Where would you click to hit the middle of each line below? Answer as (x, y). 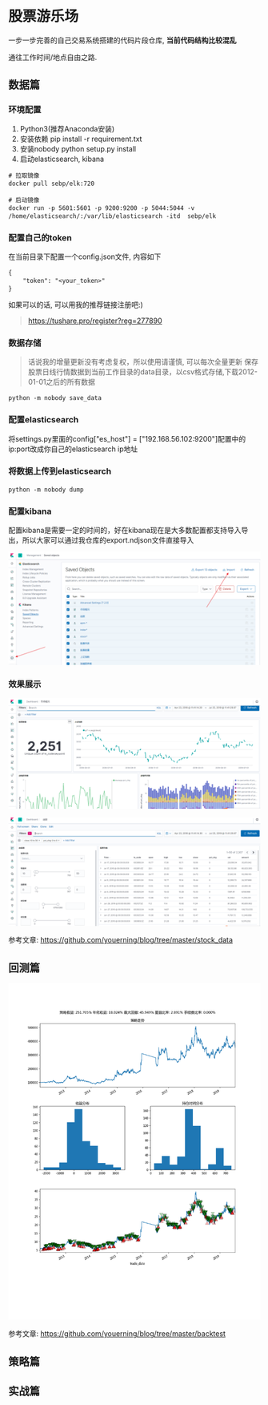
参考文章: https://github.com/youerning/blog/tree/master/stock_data (121, 940)
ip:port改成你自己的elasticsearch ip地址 (73, 449)
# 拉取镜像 (24, 176)
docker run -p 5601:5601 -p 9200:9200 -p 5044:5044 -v (102, 208)
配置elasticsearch (44, 420)
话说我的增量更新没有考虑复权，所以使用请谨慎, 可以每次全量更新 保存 (143, 362)
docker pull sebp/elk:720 (51, 184)
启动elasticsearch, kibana (62, 159)
